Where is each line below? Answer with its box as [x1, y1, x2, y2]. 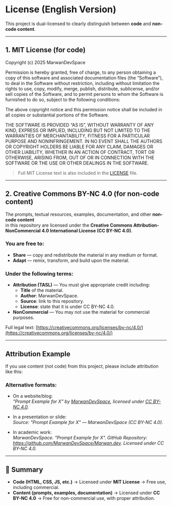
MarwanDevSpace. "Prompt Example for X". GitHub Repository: [12, 435, 147, 441]
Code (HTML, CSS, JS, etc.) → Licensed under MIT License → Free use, [12, 479, 166, 485]
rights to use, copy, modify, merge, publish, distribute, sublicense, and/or [5, 86, 160, 92]
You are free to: [5, 240, 45, 247]
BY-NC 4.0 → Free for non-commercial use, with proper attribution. [12, 495, 155, 501]
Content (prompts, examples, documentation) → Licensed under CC [12, 490, 160, 496]
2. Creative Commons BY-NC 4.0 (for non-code [5, 190, 160, 198]
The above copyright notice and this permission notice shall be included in [5, 106, 162, 112]
